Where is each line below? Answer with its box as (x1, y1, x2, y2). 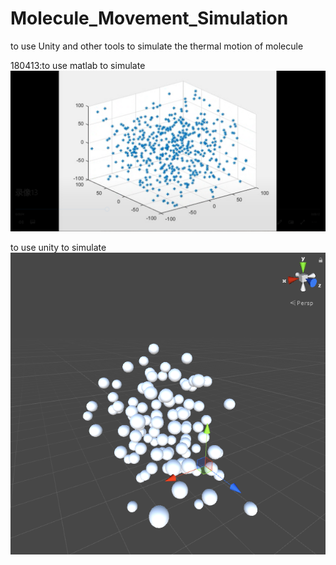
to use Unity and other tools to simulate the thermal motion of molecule (10, 40, 304, 52)
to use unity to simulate (10, 241, 107, 253)
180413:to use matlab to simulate (10, 59, 146, 71)
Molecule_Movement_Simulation (10, 7, 289, 30)
